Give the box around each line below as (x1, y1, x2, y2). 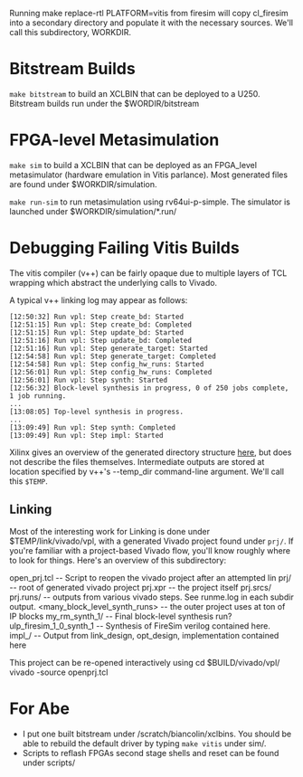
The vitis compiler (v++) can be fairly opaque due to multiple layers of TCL (9, 267, 288, 279)
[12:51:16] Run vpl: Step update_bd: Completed (9, 336, 193, 345)
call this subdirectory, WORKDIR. (9, 27, 132, 37)
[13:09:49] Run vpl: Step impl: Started (9, 431, 165, 440)
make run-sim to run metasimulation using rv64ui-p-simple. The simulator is (9, 196, 291, 207)
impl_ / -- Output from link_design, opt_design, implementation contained (9, 630, 279, 640)
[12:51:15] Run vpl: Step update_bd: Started (9, 327, 184, 337)
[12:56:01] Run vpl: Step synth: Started (9, 375, 168, 384)
